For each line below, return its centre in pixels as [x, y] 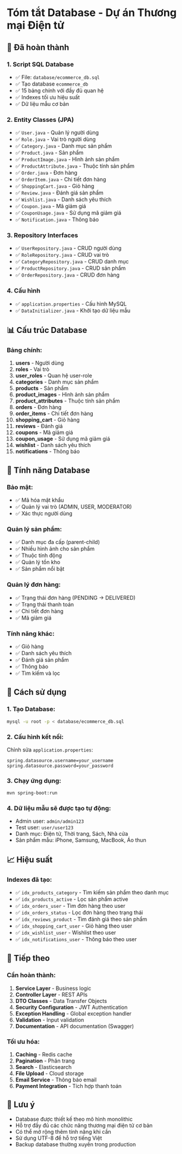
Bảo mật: [20, 487]
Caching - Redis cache [44, 1055]
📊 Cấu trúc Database [47, 330]
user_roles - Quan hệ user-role [54, 376]
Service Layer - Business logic [53, 988]
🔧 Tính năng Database [48, 470]
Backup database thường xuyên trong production [76, 1144]
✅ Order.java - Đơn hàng [46, 173]
